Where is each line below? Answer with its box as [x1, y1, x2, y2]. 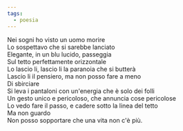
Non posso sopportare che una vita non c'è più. [7, 116, 143, 124]
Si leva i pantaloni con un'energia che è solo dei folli [7, 87, 155, 95]
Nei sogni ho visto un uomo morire [7, 35, 106, 43]
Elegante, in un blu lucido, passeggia [7, 50, 112, 59]
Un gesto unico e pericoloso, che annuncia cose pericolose [7, 94, 177, 102]
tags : [7, 10, 23, 17]
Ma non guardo [7, 108, 51, 117]
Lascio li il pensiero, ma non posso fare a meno [7, 72, 142, 80]
